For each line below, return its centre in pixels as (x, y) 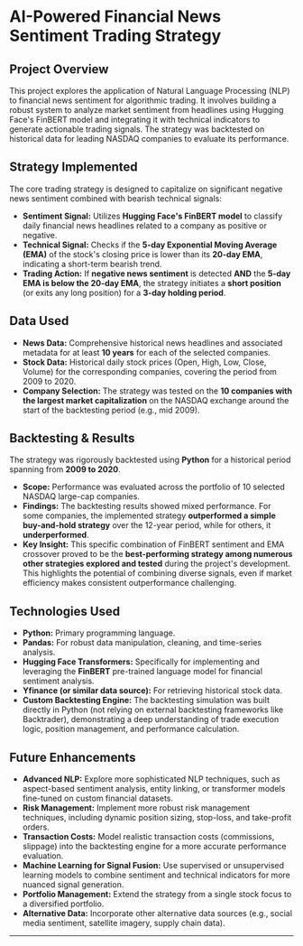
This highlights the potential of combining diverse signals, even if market (157, 573)
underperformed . (55, 535)
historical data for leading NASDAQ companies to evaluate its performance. (149, 139)
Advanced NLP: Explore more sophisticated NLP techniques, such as (151, 779)
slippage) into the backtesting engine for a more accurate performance (154, 847)
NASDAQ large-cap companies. (81, 496)
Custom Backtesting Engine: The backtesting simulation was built (146, 700)
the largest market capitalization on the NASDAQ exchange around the (156, 400)
